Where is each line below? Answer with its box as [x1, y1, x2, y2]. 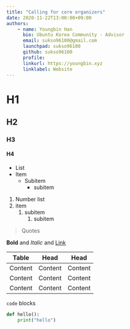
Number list [15, 196, 45, 203]
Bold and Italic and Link [6, 239, 66, 246]
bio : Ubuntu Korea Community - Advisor [22, 32, 124, 38]
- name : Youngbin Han [17, 26, 72, 33]
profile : [22, 55, 45, 61]
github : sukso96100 [22, 49, 72, 55]
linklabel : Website [22, 66, 72, 72]
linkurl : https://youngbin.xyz [22, 60, 103, 66]
